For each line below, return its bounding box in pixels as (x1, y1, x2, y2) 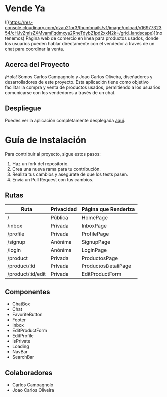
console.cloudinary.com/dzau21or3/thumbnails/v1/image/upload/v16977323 (5, 24, 162, 30)
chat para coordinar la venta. (5, 46, 65, 52)
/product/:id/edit (7, 271, 46, 278)
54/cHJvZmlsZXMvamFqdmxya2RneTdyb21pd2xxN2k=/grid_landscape (5, 30, 153, 36)
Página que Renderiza (81, 206, 135, 213)
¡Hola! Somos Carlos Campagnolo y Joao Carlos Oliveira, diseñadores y (5, 73, 153, 80)
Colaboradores (5, 368, 53, 377)
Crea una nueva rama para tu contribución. (12, 166, 101, 172)
